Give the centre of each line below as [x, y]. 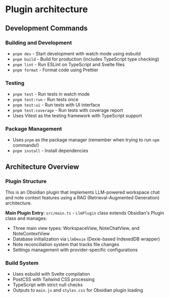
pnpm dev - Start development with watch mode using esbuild [77, 53]
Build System [22, 263]
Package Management [34, 129]
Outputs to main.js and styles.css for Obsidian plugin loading [78, 290]
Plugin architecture [47, 9]
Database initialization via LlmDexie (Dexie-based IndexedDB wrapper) [86, 239]
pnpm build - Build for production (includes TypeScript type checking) [86, 59]
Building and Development [39, 43]
